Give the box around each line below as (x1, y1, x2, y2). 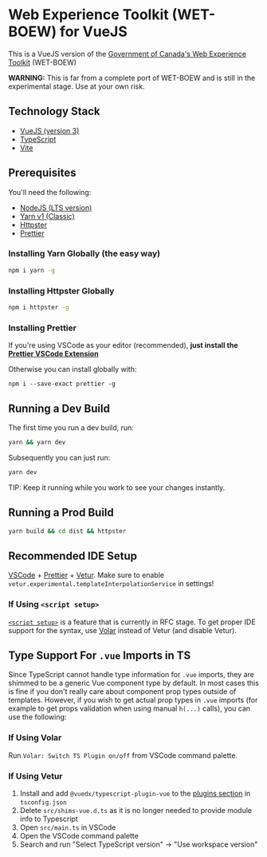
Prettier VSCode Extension (8, 349, 99, 359)
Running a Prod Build (8, 506, 114, 520)
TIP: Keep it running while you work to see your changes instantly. (8, 482, 226, 492)
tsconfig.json (19, 798, 67, 807)
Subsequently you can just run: (8, 452, 111, 462)
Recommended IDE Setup (8, 549, 138, 563)
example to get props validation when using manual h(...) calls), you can (8, 704, 251, 713)
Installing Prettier (8, 322, 77, 333)
